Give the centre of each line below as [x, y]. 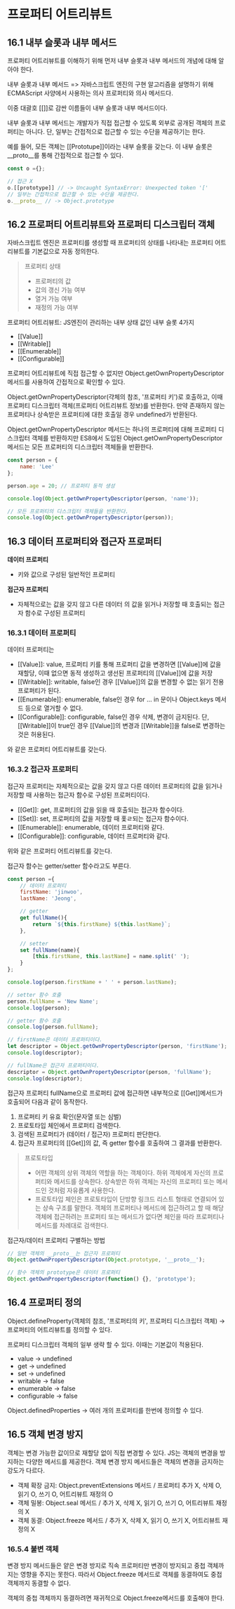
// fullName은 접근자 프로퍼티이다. [53, 1065]
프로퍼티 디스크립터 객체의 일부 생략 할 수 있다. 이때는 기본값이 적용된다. [105, 1345]
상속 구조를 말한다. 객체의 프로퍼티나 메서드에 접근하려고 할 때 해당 [133, 1208]
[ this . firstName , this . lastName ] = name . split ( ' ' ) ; [111, 957]
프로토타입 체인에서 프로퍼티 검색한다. [69, 1125]
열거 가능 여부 [54, 299]
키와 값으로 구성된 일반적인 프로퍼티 [66, 574]
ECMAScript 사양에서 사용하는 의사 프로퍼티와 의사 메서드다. [90, 93]
